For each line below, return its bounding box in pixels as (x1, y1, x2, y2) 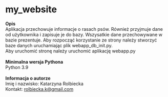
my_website (5, 4, 57, 15)
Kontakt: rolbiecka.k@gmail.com (5, 86, 74, 92)
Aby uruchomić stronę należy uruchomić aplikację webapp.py (5, 48, 136, 54)
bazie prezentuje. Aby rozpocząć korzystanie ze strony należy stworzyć (5, 37, 157, 43)
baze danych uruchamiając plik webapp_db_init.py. (5, 42, 113, 48)
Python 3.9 (5, 64, 29, 70)
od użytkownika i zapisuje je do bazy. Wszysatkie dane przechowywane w (5, 31, 163, 37)
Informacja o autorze (5, 75, 51, 81)
